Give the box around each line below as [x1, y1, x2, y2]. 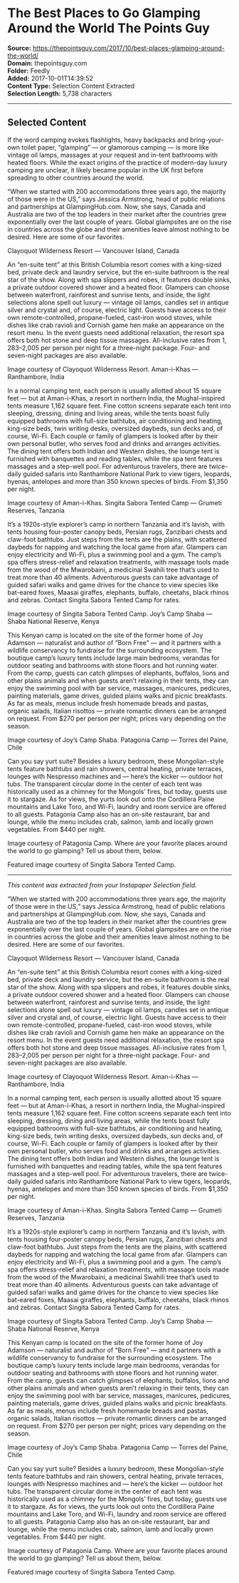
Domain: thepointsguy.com [7, 58, 87, 67]
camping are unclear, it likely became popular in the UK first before [7, 165, 204, 174]
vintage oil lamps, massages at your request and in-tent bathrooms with [7, 150, 218, 159]
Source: [7, 43, 32, 52]
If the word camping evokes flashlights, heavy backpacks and [7, 135, 188, 144]
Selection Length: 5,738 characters [7, 89, 112, 98]
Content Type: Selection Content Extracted [7, 81, 135, 90]
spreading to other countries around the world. [7, 173, 144, 182]
